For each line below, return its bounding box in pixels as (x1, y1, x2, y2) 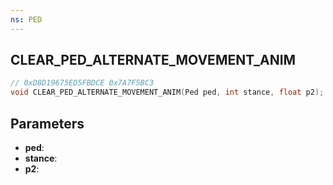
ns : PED (10, 14, 43, 25)
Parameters (10, 115, 85, 132)
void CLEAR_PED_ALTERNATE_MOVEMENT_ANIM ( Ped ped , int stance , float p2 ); (10, 87, 325, 98)
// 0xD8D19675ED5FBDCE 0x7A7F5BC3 (10, 78, 155, 88)
